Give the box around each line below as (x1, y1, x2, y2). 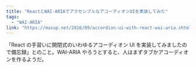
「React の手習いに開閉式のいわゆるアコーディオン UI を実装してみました (6, 41, 183, 48)
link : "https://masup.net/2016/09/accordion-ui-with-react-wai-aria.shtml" (6, 24, 194, 31)
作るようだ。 (16, 56, 47, 63)
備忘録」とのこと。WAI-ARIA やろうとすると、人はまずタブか (10, 49, 159, 56)
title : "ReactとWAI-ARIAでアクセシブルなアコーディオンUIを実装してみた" (6, 8, 168, 15)
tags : (6, 14, 19, 20)
